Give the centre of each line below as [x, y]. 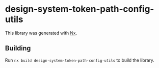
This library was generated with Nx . [41, 33]
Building [18, 48]
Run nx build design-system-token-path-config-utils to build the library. [80, 60]
